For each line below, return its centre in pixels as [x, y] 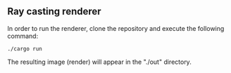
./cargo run [25, 48]
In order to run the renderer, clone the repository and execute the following [116, 28]
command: [23, 36]
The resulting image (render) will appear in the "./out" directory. [99, 62]
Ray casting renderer [54, 12]
